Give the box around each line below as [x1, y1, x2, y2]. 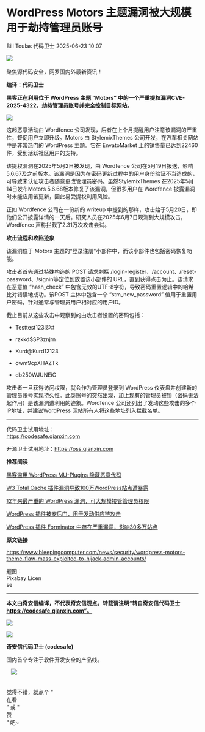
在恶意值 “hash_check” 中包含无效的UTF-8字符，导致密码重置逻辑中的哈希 [6, 283, 194, 290]
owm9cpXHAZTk [15, 359, 59, 366]
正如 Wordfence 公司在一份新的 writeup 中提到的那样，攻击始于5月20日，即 [6, 206, 197, 213]
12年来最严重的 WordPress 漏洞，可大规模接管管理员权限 [6, 497, 149, 504]
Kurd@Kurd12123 [15, 347, 59, 355]
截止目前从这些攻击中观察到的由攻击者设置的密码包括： [6, 311, 145, 319]
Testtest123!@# [15, 323, 55, 331]
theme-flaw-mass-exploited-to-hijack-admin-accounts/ [6, 555, 146, 562]
